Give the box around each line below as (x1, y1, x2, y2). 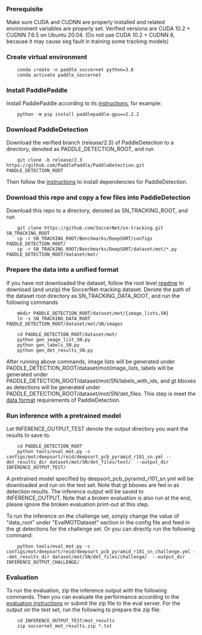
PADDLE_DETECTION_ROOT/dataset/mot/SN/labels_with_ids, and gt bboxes (6, 377, 197, 384)
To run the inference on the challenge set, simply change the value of (6, 512, 180, 520)
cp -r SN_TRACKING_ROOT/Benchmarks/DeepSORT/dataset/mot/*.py (17, 247, 177, 253)
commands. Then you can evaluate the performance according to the (6, 593, 180, 601)
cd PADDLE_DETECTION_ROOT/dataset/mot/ (17, 331, 118, 337)
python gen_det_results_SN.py (17, 347, 94, 353)
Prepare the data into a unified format (6, 265, 119, 274)
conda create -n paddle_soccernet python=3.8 (17, 66, 134, 73)
